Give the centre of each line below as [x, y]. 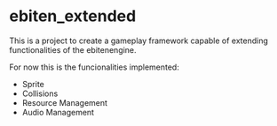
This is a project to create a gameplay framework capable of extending [139, 41]
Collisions [40, 93]
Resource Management [65, 102]
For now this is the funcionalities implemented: [94, 67]
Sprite [33, 84]
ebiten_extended [73, 16]
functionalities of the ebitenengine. [73, 49]
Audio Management [58, 112]
